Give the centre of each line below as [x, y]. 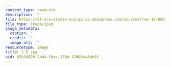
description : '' [22, 15]
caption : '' [23, 33]
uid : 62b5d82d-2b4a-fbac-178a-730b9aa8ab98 [52, 57]
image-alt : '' [25, 43]
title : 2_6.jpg [21, 52]
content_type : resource [31, 10]
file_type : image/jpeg [29, 24]
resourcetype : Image [27, 47]
